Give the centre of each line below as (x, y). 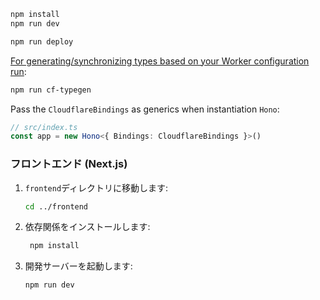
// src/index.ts (44, 127)
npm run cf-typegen (51, 90)
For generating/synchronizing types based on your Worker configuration (160, 61)
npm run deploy (42, 41)
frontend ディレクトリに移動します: (96, 187)
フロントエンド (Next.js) (69, 164)
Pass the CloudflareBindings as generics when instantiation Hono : (145, 109)
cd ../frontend (56, 206)
